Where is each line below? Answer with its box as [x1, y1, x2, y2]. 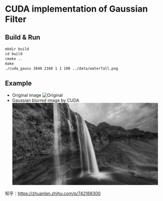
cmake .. [5, 56, 23, 61]
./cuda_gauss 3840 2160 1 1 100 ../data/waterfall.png [5, 66, 118, 71]
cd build [5, 52, 23, 56]
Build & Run [5, 33, 40, 41]
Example [5, 79, 32, 88]
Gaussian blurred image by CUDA [12, 97, 80, 103]
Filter [5, 14, 27, 25]
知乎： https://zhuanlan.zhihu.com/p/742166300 [5, 190, 101, 196]
